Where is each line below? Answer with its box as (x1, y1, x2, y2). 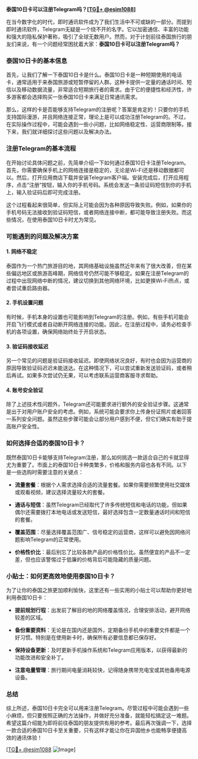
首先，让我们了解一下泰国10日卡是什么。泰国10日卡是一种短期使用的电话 (6, 71, 183, 79)
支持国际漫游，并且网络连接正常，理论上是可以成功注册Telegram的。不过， (6, 114, 189, 121)
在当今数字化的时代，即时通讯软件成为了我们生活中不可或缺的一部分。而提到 (6, 18, 192, 25)
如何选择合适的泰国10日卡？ (6, 439, 85, 447)
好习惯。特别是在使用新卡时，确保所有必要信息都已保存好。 (14, 634, 160, 641)
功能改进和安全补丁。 (14, 654, 67, 661)
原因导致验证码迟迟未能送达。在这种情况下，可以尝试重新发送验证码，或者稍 (6, 364, 192, 372)
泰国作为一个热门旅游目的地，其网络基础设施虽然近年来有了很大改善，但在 (6, 262, 187, 269)
